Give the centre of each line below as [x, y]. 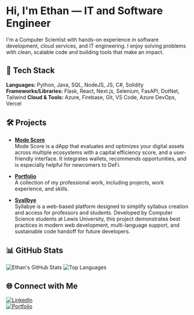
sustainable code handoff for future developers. [72, 231]
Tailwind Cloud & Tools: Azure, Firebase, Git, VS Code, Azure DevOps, [91, 97]
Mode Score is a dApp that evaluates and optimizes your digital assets [99, 146]
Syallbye [25, 200]
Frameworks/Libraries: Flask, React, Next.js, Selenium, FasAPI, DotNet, [93, 91]
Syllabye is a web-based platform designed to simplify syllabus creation [101, 206]
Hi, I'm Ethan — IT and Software [84, 11]
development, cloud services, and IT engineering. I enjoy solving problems [96, 46]
